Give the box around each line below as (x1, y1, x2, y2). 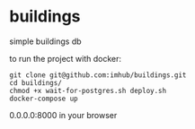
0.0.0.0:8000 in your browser (9, 109, 118, 120)
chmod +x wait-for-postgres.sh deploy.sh (9, 86, 167, 95)
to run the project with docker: (9, 53, 122, 64)
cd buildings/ (9, 78, 63, 87)
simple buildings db (9, 36, 83, 47)
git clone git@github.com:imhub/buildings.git (9, 70, 187, 80)
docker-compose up (9, 94, 78, 103)
